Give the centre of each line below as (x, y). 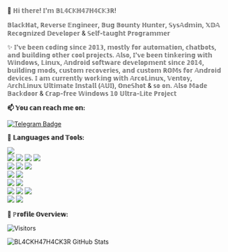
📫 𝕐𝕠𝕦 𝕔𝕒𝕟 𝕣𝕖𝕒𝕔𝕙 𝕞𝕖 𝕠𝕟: (46, 108)
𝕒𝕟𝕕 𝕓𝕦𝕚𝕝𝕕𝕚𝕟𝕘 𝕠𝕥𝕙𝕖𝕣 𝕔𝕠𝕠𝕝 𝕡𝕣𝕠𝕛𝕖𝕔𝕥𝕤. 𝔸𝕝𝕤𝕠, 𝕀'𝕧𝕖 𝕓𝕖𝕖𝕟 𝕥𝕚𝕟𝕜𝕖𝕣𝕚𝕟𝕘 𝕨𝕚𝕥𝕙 (110, 55)
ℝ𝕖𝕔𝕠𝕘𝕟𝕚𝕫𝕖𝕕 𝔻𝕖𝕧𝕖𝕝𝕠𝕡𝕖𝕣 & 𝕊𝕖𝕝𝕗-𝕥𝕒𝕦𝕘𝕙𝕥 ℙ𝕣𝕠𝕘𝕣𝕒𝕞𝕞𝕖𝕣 (89, 33)
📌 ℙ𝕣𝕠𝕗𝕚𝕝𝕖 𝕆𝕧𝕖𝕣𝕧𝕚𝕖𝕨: (38, 214)
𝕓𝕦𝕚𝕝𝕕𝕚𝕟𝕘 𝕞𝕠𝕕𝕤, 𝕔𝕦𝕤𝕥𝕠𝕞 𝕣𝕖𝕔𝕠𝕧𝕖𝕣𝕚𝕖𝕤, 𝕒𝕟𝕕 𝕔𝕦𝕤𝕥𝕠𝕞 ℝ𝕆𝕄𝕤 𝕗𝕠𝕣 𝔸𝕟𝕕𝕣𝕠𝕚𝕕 (114, 70)
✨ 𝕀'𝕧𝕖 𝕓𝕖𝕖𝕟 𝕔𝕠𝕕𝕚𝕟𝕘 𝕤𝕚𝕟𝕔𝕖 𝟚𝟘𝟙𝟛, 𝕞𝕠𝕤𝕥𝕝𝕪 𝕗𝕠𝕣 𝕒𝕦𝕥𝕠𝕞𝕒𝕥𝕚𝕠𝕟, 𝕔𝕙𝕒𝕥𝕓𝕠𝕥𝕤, (112, 47)
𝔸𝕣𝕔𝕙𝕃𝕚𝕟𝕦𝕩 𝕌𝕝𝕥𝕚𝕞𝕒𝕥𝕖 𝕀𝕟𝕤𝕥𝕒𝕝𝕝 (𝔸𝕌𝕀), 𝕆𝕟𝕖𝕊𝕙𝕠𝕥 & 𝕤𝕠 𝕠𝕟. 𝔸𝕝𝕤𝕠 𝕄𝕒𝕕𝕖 (107, 86)
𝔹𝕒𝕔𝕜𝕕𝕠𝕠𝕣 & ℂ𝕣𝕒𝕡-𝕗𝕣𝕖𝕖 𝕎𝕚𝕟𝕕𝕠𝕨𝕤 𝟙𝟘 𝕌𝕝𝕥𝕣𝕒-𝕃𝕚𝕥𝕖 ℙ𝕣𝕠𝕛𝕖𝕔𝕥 (92, 93)
